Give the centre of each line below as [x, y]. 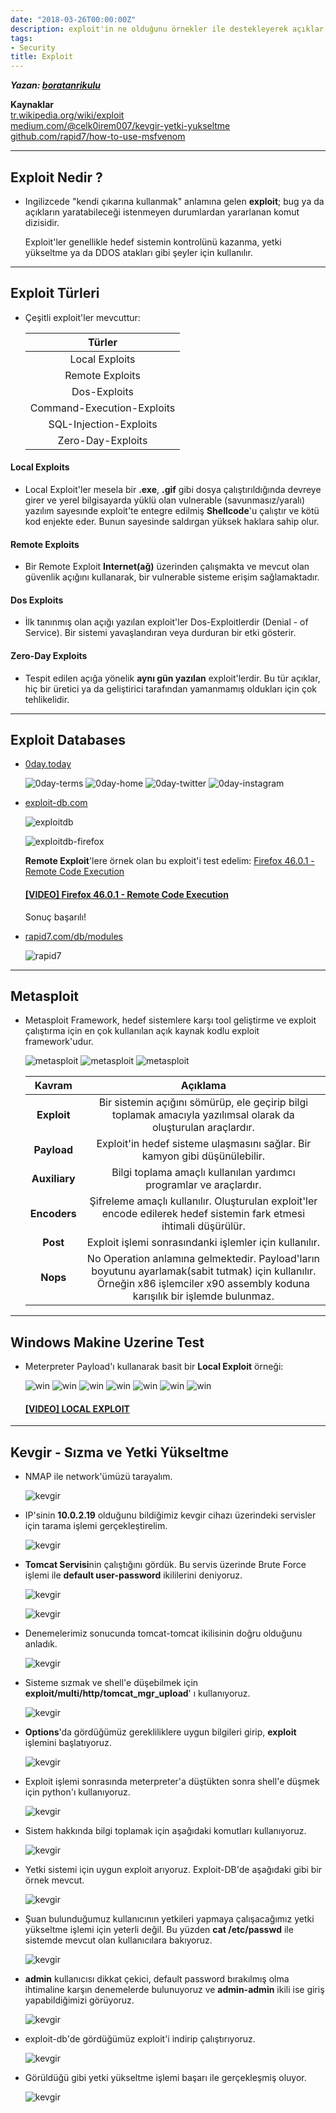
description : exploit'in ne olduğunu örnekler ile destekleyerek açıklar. [169, 29]
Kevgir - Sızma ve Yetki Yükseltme [119, 1452]
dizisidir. [42, 222]
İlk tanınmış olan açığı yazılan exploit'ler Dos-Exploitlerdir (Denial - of [166, 622]
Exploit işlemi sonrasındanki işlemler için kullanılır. [203, 1243]
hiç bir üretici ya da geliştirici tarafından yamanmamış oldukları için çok [170, 688]
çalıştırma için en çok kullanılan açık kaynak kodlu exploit [142, 1031]
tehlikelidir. [47, 699]
